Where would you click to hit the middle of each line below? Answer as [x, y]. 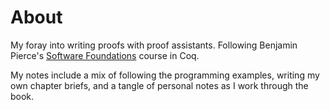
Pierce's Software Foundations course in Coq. [105, 55]
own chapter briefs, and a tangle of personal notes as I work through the [159, 85]
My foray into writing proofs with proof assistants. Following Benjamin [154, 45]
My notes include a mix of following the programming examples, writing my [165, 75]
